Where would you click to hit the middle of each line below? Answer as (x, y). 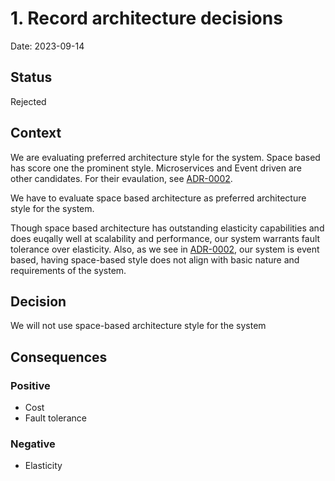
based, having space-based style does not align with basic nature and (155, 259)
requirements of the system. (68, 270)
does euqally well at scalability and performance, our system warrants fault (165, 238)
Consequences (59, 357)
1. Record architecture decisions (146, 18)
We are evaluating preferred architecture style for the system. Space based (165, 157)
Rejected (28, 101)
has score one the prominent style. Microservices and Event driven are (156, 168)
